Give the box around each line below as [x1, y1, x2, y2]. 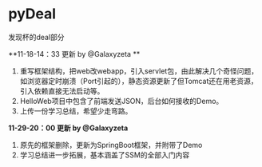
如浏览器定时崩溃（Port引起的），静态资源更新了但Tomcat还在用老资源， [19, 76, 258, 85]
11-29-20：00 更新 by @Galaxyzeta [8, 123, 129, 133]
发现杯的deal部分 [8, 32, 65, 42]
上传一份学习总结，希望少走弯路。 [19, 105, 133, 116]
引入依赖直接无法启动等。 [19, 85, 105, 96]
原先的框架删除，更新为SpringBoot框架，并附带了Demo [19, 140, 203, 149]
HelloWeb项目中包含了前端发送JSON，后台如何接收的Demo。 [19, 96, 224, 105]
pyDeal [8, 5, 57, 23]
